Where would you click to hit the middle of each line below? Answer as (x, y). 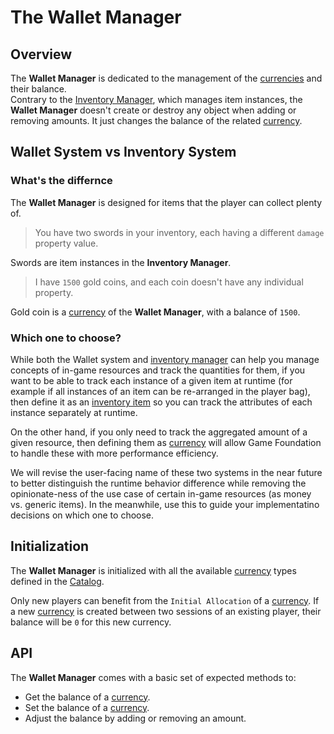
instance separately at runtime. (74, 412)
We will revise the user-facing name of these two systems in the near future (166, 472)
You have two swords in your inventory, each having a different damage (179, 232)
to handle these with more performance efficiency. (114, 453)
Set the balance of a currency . (87, 707)
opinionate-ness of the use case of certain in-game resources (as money (161, 493)
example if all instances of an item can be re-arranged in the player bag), (160, 391)
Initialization (50, 546)
